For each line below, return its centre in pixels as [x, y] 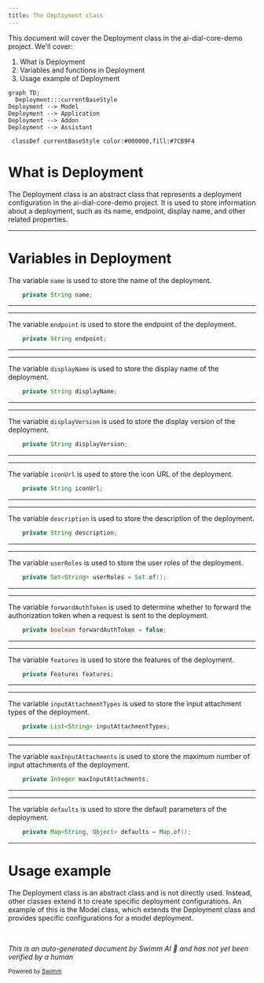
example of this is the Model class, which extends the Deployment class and [132, 909]
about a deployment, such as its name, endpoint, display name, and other [127, 210]
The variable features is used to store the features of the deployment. [121, 660]
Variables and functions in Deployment [82, 70]
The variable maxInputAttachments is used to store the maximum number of [129, 757]
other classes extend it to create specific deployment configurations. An [125, 901]
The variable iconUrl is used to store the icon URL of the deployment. [121, 474]
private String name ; [57, 295]
